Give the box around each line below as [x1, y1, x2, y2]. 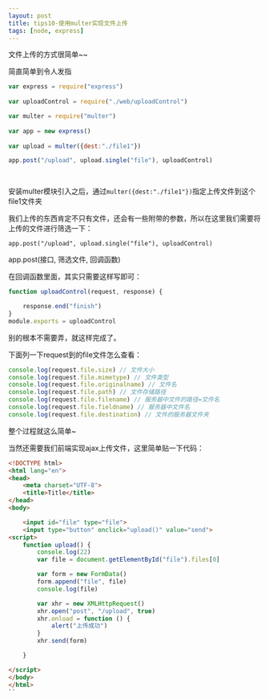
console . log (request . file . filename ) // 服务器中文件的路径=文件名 [8, 396, 220, 404]
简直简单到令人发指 [8, 67, 72, 76]
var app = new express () [8, 127, 91, 135]
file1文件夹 [8, 197, 42, 206]
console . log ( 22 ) [37, 548, 91, 556]
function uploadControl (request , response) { [8, 288, 163, 296]
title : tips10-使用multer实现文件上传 [8, 19, 128, 27]
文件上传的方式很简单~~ [8, 50, 88, 59]
